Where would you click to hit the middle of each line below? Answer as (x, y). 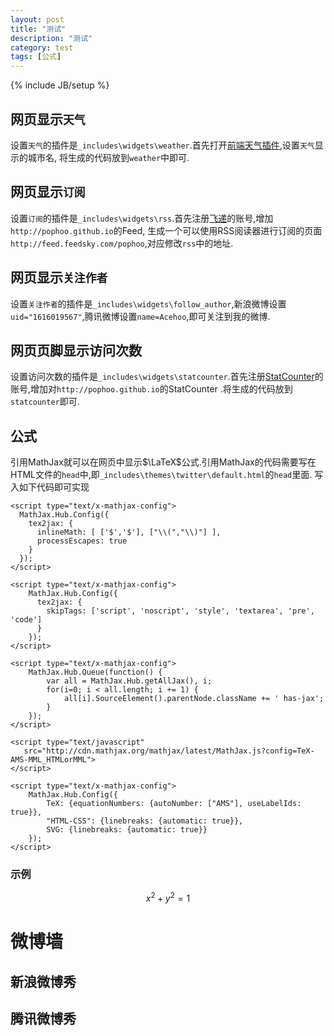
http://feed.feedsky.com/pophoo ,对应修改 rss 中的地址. (122, 243)
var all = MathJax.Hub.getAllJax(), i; (129, 681)
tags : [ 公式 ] (36, 57)
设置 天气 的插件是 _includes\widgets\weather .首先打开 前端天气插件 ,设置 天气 (162, 145)
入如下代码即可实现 (50, 487)
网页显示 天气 (48, 119)
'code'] (26, 620)
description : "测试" (51, 38)
